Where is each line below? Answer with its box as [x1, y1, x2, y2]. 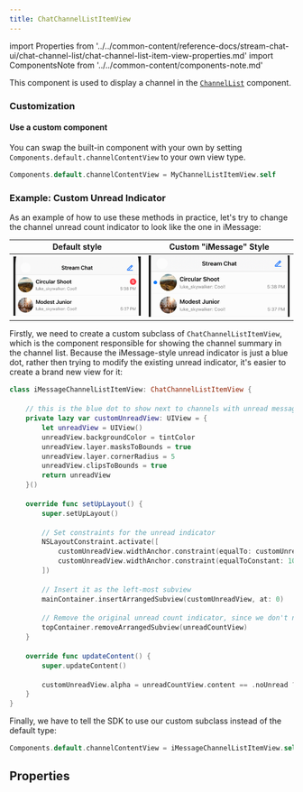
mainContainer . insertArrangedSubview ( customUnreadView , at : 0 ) [41, 594, 284, 603]
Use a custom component [9, 122, 108, 133]
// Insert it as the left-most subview [41, 585, 192, 594]
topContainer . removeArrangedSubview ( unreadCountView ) [41, 623, 248, 632]
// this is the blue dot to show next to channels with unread [25, 404, 269, 414]
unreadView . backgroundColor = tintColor [41, 433, 196, 442]
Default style [52, 242, 102, 253]
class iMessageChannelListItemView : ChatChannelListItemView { [9, 385, 252, 394]
